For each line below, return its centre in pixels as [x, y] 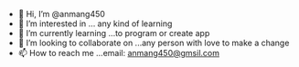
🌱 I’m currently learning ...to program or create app [114, 33]
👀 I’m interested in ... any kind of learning [95, 24]
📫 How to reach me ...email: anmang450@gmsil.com [118, 53]
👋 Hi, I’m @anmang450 [61, 14]
